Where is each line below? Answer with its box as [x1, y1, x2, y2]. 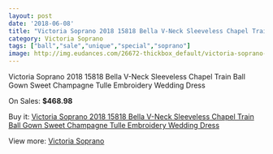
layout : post [8, 11, 53, 20]
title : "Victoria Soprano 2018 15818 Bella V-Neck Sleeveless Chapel [8, 27, 249, 35]
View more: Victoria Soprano [8, 136, 105, 146]
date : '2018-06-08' [8, 19, 75, 28]
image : [8, 49, 31, 58]
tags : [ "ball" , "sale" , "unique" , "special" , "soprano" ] [8, 42, 191, 50]
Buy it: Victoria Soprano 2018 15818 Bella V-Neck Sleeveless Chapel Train [8, 112, 254, 122]
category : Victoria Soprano [8, 34, 104, 43]
